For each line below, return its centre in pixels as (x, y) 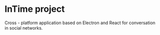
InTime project (35, 9)
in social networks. (24, 28)
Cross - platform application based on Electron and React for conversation (80, 23)
